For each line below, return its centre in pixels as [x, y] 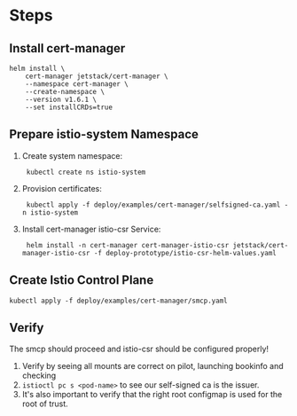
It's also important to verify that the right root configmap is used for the [152, 395]
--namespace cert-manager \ [77, 84]
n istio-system [50, 212]
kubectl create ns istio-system [86, 172]
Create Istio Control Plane [82, 280]
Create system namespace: [72, 155]
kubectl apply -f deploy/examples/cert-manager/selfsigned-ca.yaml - [157, 205]
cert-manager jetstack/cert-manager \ [97, 76]
